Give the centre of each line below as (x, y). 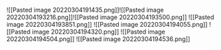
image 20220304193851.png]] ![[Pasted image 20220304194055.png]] (107, 24)
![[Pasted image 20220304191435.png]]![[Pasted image (85, 10)
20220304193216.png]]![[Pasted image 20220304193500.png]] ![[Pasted (110, 17)
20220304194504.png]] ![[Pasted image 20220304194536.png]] (98, 39)
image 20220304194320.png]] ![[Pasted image (98, 32)
